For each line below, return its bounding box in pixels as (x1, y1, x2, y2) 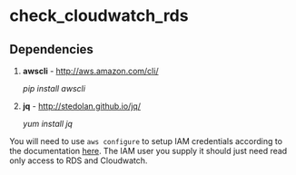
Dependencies (9, 42, 94, 57)
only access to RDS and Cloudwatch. (9, 155, 148, 166)
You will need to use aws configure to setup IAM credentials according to (9, 136, 283, 146)
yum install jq (22, 119, 73, 129)
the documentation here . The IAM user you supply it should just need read (9, 146, 288, 156)
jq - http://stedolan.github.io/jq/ (22, 101, 141, 112)
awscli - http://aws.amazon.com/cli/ (22, 65, 159, 76)
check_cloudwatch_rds (9, 5, 189, 26)
